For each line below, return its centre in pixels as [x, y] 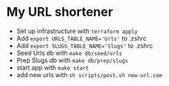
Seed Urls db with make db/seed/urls [69, 53]
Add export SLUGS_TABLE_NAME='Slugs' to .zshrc [84, 45]
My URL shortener [60, 12]
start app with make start [53, 67]
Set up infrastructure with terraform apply [77, 31]
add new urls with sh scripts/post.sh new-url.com [89, 75]
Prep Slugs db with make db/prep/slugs [72, 60]
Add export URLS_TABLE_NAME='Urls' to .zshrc [81, 38]
